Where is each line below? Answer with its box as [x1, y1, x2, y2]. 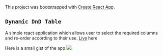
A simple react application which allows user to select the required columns [5, 30, 158, 36]
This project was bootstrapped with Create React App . [5, 4, 115, 10]
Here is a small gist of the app [5, 45, 65, 51]
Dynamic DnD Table [5, 18, 61, 25]
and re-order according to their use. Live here [5, 35, 98, 41]
